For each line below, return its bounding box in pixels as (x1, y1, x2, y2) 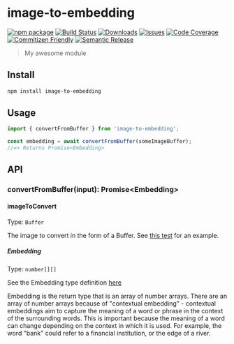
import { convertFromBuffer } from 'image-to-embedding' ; (7, 126, 180, 133)
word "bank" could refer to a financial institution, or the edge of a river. (7, 329, 211, 337)
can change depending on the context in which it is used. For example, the (7, 321, 222, 329)
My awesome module (24, 49, 87, 57)
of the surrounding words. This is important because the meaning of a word (7, 314, 225, 322)
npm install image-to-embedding (7, 87, 101, 95)
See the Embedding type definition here (7, 278, 122, 287)
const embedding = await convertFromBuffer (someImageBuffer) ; (7, 138, 192, 145)
